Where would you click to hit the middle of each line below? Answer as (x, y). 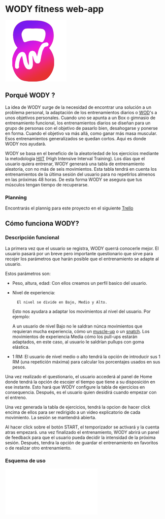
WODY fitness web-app (54, 9)
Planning (16, 197)
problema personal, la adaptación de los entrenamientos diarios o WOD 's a (81, 112)
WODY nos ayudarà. (26, 144)
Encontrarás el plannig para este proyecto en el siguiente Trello (69, 208)
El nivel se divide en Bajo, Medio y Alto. (62, 302)
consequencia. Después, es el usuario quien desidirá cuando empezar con (81, 392)
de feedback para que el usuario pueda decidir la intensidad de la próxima (81, 437)
